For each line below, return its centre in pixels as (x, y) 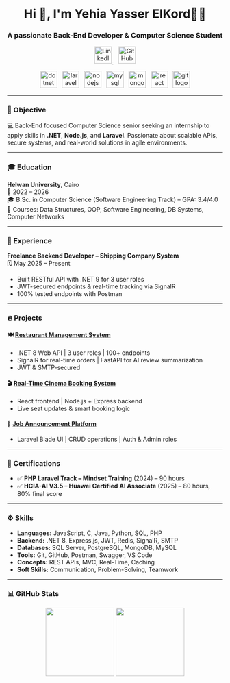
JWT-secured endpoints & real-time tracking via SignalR (96, 286)
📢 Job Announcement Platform (52, 424)
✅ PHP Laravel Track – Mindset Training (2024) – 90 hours (101, 478)
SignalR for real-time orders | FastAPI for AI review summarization (110, 360)
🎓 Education (29, 167)
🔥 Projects (25, 318)
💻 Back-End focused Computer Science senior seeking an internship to (108, 125)
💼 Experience (30, 241)
